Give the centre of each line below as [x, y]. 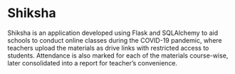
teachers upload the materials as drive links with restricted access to [108, 48]
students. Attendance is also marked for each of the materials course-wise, [118, 55]
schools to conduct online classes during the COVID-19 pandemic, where [115, 40]
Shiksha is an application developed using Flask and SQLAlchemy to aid [113, 33]
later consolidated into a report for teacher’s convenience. [93, 63]
